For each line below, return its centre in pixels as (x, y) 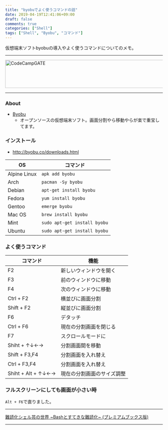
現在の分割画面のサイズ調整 (93, 373)
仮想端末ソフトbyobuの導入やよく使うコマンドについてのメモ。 (71, 48)
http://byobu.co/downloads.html (45, 152)
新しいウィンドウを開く (88, 270)
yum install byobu (63, 198)
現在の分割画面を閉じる (88, 326)
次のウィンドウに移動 (86, 289)
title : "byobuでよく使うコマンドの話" (41, 10)
